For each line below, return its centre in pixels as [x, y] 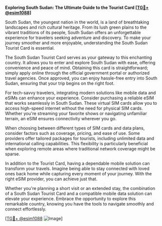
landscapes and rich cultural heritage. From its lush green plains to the [76, 27]
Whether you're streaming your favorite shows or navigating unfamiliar [76, 113]
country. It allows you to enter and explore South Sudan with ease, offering [80, 63]
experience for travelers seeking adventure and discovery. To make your [78, 38]
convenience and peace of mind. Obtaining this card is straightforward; [77, 68]
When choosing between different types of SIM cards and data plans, [75, 128]
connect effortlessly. [26, 209]
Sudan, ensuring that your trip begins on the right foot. [60, 83]
